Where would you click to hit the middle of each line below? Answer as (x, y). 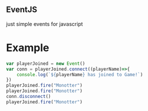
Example (28, 48)
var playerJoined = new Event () (46, 63)
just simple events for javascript (45, 24)
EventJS (22, 10)
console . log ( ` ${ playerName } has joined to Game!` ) (80, 74)
